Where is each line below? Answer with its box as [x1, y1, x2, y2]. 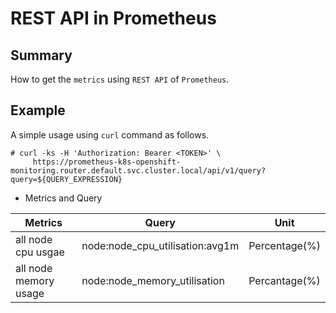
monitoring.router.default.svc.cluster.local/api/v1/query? [10, 165, 267, 176]
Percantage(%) [248, 273, 321, 287]
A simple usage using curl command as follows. [10, 128, 210, 141]
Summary [10, 47, 73, 64]
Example [10, 102, 66, 119]
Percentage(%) [248, 238, 321, 252]
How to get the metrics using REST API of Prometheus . [10, 73, 230, 85]
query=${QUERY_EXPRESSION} [10, 174, 123, 184]
